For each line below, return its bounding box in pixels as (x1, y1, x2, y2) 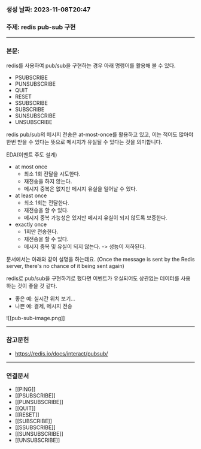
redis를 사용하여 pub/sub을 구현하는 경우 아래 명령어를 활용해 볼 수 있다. (6, 62, 176, 69)
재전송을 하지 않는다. (23, 177, 72, 185)
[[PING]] (14, 385, 36, 393)
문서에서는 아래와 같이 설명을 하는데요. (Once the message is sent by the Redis (6, 255, 196, 263)
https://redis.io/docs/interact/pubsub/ (14, 349, 108, 357)
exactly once (14, 221, 47, 228)
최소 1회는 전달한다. (23, 199, 70, 206)
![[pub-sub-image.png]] (6, 314, 65, 321)
